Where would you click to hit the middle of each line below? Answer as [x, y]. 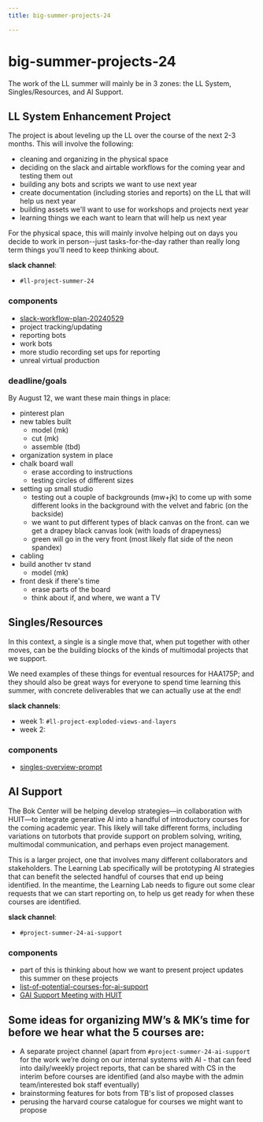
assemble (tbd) [56, 446]
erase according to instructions [82, 471]
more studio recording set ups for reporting [90, 351]
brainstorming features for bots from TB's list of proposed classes [127, 1093]
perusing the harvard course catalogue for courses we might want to [131, 1101]
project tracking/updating [61, 326]
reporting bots [43, 335]
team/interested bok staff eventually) [80, 1085]
